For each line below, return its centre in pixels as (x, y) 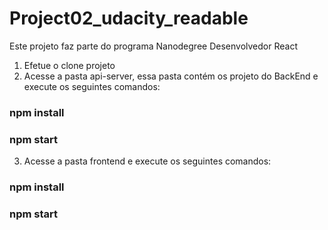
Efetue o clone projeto (69, 65)
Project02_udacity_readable (129, 18)
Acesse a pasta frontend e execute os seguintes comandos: (147, 161)
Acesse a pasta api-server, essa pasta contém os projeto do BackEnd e (171, 76)
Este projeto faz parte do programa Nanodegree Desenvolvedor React (153, 46)
